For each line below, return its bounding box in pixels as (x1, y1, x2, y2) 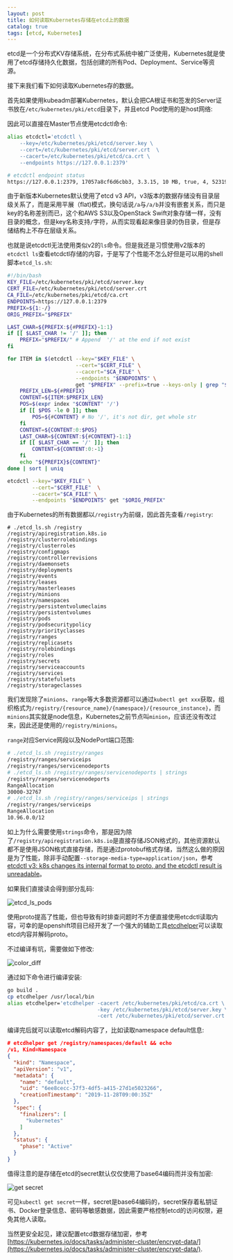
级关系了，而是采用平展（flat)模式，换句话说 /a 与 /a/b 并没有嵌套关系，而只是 (7, 201, 226, 209)
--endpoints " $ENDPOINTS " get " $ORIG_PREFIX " (32, 497, 166, 504)
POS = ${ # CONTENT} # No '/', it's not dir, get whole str (32, 414, 197, 420)
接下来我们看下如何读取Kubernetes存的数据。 (7, 81, 137, 90)
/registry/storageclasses (7, 682, 82, 689)
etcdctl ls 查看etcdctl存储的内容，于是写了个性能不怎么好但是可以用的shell (7, 250, 223, 258)
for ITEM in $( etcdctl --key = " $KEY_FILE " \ (7, 355, 135, 362)
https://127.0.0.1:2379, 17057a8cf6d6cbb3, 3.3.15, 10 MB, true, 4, (7, 178, 209, 185)
